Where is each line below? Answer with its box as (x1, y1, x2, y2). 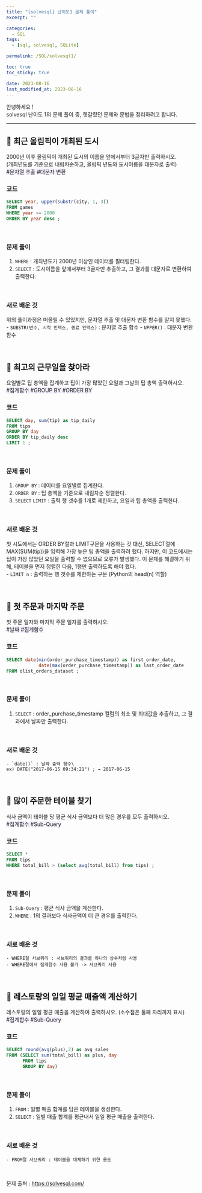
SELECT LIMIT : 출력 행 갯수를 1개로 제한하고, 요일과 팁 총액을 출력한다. (14, 497, 179, 504)
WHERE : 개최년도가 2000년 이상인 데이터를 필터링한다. (14, 258, 141, 265)
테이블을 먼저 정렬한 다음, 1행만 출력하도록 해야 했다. (14, 563, 136, 570)
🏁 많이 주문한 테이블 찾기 (6, 796, 92, 806)
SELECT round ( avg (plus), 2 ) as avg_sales (6, 1047, 109, 1053)
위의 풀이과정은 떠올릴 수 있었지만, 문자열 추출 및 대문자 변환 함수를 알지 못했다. (6, 316, 192, 323)
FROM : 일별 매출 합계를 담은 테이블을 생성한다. (14, 1105, 122, 1113)
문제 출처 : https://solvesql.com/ (6, 1180, 84, 1187)
